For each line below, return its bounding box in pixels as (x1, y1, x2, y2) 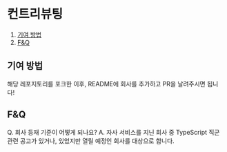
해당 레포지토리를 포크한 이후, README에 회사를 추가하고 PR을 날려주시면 (7, 79, 206, 88)
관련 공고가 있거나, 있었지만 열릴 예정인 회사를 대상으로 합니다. (7, 136, 175, 145)
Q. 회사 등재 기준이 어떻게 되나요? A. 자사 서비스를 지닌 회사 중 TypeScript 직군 (7, 128, 220, 136)
